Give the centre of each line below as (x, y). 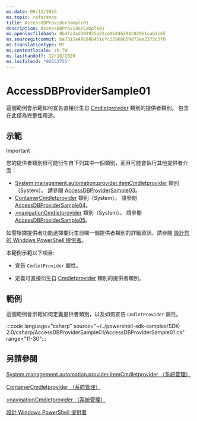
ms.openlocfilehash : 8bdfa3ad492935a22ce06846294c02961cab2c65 (86, 34)
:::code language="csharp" (39, 326)
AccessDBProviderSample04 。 (53, 205)
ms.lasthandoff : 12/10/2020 (41, 56)
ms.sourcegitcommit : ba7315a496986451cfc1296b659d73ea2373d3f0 (86, 39)
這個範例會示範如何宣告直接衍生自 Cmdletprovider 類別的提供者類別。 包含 (98, 108)
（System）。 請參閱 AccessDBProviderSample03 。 (77, 190)
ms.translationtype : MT (36, 45)
